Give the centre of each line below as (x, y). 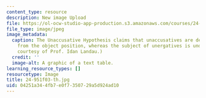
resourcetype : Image (33, 74)
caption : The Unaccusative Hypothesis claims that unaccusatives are (102, 40)
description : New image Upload (46, 18)
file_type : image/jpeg (35, 29)
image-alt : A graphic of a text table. (63, 63)
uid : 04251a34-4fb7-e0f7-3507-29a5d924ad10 (63, 86)
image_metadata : (27, 35)
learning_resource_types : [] (44, 68)
